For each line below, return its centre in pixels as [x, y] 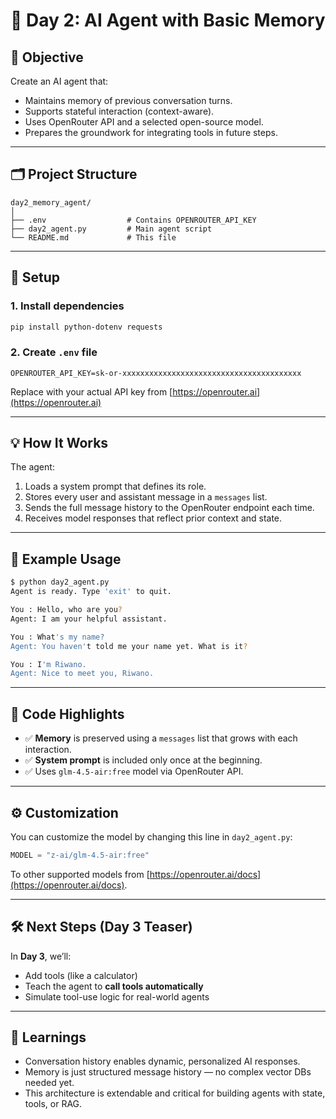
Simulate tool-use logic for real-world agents [117, 996]
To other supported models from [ [80, 874]
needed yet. [49, 1083]
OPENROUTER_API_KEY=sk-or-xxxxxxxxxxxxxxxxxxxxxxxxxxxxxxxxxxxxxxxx [156, 373]
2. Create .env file [54, 352]
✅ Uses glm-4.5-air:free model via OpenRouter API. [134, 771]
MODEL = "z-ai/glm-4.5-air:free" [80, 855]
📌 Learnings [48, 1037]
